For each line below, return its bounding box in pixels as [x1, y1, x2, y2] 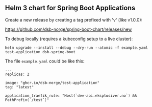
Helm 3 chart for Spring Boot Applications [5, 4, 136, 12]
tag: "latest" [5, 85, 34, 89]
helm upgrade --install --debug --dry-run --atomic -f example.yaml [5, 45, 148, 50]
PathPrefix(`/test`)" [5, 97, 50, 102]
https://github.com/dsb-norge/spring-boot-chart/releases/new [5, 26, 132, 32]
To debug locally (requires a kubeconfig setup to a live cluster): [5, 36, 133, 42]
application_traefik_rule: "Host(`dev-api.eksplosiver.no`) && [5, 93, 137, 98]
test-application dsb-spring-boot [5, 49, 76, 54]
